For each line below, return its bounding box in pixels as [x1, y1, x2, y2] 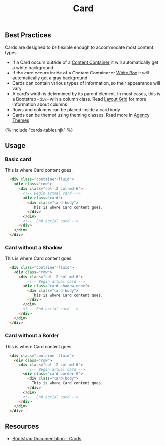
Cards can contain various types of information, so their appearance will [12, 80, 160, 86]
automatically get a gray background [12, 75, 88, 81]
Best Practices [5, 31, 51, 40]
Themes [12, 117, 30, 123]
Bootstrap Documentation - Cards [12, 435, 82, 441]
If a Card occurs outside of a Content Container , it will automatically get [12, 59, 159, 65]
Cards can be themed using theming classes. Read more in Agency [12, 112, 150, 118]
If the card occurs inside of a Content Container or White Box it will [12, 70, 149, 75]
